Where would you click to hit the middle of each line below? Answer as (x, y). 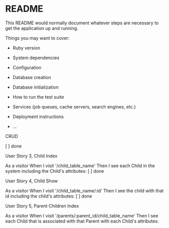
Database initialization (36, 87)
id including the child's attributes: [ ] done (49, 196)
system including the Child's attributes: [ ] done (55, 171)
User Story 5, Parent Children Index (42, 206)
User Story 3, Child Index (31, 156)
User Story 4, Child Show (32, 181)
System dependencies (36, 58)
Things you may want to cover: (37, 38)
